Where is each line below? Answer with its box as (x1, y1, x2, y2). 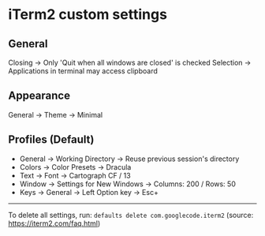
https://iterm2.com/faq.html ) (8, 219, 101, 228)
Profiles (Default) (8, 133, 95, 147)
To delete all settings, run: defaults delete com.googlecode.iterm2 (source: (8, 210, 254, 219)
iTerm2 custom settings (8, 6, 168, 24)
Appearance (8, 89, 71, 103)
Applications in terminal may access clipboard (8, 66, 158, 76)
